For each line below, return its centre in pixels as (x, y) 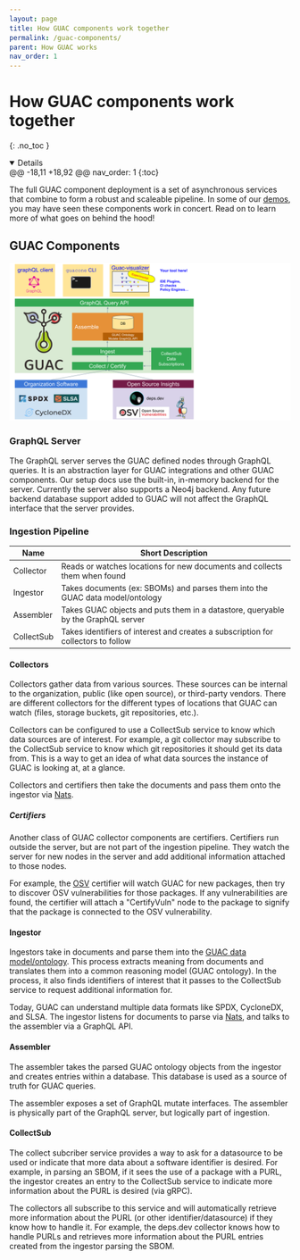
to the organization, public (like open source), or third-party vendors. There (148, 694)
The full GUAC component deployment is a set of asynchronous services (143, 190)
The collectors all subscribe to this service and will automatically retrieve (143, 1208)
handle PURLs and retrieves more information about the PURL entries (137, 1236)
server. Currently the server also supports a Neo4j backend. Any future (140, 489)
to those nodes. (38, 866)
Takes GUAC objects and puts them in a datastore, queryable (173, 610)
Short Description (174, 553)
